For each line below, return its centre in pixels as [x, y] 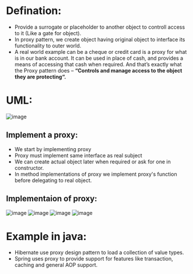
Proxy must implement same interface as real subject [78, 155]
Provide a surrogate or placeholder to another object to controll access [100, 27]
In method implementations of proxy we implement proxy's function [96, 174]
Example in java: [46, 236]
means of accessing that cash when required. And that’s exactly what [98, 64]
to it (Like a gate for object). [48, 33]
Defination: [34, 11]
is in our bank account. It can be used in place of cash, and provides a [99, 58]
